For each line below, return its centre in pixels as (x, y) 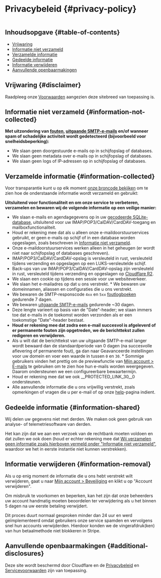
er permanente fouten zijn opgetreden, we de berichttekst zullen (78, 330)
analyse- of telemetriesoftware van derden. (48, 424)
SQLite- (140, 217)
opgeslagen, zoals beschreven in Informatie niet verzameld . (72, 243)
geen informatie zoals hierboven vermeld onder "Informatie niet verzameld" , (81, 444)
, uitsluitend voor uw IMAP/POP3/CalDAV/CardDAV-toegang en (93, 222)
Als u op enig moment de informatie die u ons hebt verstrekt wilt (69, 476)
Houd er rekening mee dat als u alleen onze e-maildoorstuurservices (80, 233)
